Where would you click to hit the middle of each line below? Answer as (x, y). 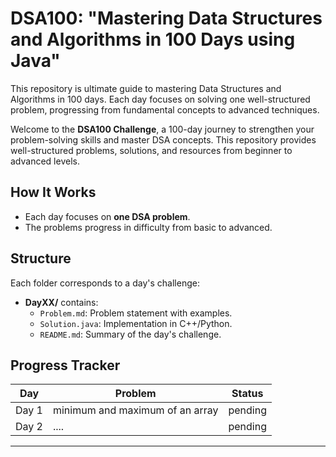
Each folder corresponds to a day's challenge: (105, 283)
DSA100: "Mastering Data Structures (166, 18)
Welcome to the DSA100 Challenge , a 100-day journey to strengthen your (162, 129)
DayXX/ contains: (61, 302)
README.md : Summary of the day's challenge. (130, 334)
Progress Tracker (65, 365)
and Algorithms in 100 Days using (153, 39)
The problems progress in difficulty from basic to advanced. (148, 227)
